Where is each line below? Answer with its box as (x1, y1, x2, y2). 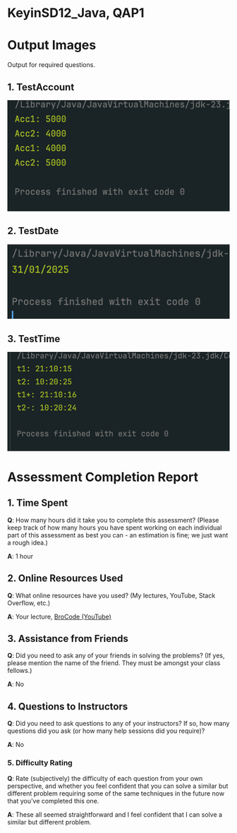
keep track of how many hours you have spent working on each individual (7, 523, 222, 532)
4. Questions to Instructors (7, 700, 128, 712)
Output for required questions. (7, 61, 95, 69)
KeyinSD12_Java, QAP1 (7, 5, 145, 21)
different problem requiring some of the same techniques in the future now (7, 789, 224, 798)
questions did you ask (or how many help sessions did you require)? (7, 726, 205, 735)
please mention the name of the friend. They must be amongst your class (7, 659, 221, 667)
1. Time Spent (7, 497, 68, 509)
